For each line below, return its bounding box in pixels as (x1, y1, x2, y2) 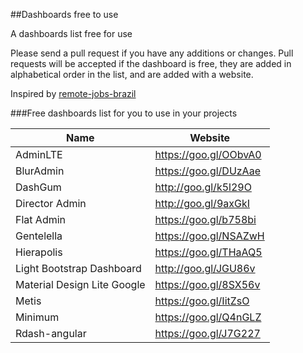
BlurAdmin (15, 164, 65, 178)
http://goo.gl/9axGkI (154, 197, 250, 210)
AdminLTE (15, 148, 63, 161)
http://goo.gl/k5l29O (154, 180, 252, 194)
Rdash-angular (15, 327, 87, 340)
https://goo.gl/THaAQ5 (154, 245, 263, 259)
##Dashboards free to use (10, 9, 119, 20)
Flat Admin (15, 213, 67, 226)
